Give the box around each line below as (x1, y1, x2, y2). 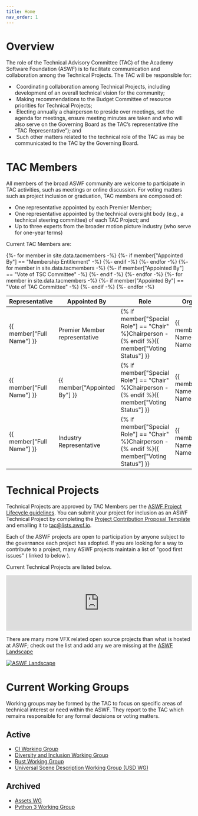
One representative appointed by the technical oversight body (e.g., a (14, 211, 184, 218)
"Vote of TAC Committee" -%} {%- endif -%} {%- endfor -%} (6, 283, 155, 290)
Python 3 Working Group (14, 803, 75, 810)
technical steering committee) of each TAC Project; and (14, 216, 150, 224)
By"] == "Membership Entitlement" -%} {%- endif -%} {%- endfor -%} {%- (6, 258, 189, 265)
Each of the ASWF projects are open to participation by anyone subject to (6, 533, 185, 540)
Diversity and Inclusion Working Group (14, 752, 109, 759)
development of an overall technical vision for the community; (14, 89, 165, 96)
